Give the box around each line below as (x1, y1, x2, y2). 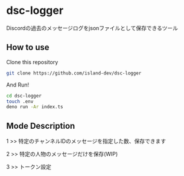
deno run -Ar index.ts (6, 104, 63, 110)
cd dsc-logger (6, 93, 42, 99)
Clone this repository (6, 58, 59, 65)
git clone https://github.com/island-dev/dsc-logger (6, 70, 142, 76)
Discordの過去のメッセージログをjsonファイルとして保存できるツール (6, 24, 179, 31)
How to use (6, 42, 49, 53)
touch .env (6, 98, 34, 105)
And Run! (6, 81, 30, 88)
